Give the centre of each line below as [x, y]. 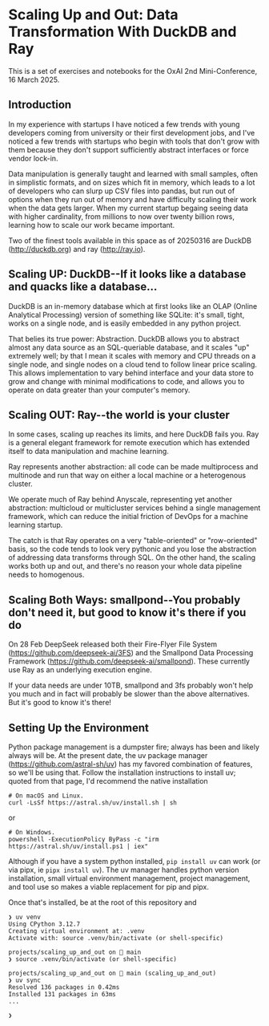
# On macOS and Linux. [46, 796]
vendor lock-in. [33, 158]
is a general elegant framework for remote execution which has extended [129, 443]
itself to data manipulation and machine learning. [89, 452]
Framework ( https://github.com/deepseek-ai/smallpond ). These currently [129, 661]
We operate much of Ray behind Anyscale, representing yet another [120, 500]
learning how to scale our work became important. [92, 225]
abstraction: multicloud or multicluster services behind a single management [134, 508]
